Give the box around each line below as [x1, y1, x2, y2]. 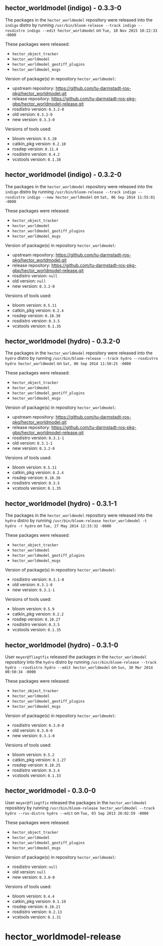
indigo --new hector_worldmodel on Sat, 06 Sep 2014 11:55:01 [26, 194, 155, 200]
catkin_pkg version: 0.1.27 [12, 757, 66, 763]
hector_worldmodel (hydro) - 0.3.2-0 [5, 337, 120, 346]
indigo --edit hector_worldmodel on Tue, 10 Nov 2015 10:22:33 [26, 27, 158, 33]
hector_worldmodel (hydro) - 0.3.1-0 [5, 641, 118, 649]
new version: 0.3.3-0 [12, 116, 55, 122]
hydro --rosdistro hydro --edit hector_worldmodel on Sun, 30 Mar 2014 [5, 664, 153, 671]
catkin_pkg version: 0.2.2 [12, 611, 64, 617]
